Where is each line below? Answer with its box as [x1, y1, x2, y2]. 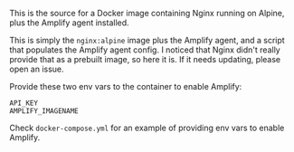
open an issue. [9, 63, 65, 74]
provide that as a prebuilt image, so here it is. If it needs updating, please [9, 54, 281, 64]
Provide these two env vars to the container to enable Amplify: [9, 81, 242, 91]
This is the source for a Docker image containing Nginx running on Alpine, [9, 8, 285, 18]
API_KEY [9, 99, 39, 108]
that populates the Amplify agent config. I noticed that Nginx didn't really [9, 44, 280, 55]
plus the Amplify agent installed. [9, 17, 129, 28]
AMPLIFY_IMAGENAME [9, 107, 79, 116]
